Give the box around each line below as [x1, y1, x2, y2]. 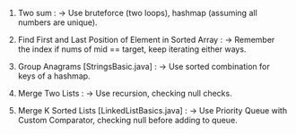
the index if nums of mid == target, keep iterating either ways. [17, 44, 247, 54]
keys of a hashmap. [17, 71, 91, 81]
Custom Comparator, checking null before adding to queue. [17, 115, 238, 125]
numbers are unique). [17, 17, 98, 28]
